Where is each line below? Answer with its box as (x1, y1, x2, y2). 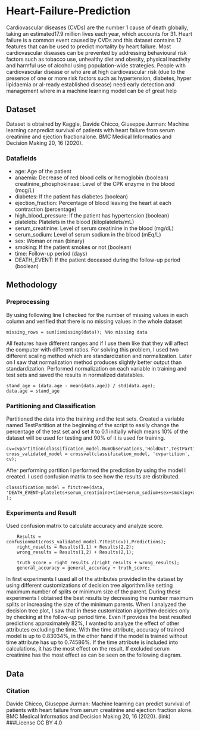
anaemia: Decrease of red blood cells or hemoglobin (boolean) (14, 174, 168, 181)
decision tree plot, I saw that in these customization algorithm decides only (6, 607, 190, 614)
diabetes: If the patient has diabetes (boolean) (14, 193, 129, 200)
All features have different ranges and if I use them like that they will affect (6, 340, 189, 347)
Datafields (6, 154, 37, 162)
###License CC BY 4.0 (6, 719, 62, 726)
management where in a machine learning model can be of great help (6, 87, 177, 94)
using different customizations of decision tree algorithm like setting (6, 582, 173, 589)
